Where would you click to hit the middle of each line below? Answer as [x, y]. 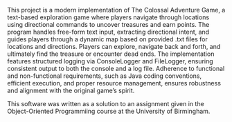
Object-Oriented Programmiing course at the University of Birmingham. [109, 111]
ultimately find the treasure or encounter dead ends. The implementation [111, 54]
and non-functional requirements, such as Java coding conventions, [105, 76]
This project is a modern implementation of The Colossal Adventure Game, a [116, 10]
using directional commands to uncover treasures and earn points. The [108, 24]
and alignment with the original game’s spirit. [71, 90]
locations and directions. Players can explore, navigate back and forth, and [114, 47]
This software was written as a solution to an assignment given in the [106, 104]
